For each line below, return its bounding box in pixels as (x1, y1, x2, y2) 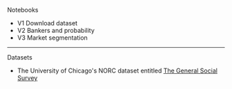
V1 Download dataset (17, 19, 78, 27)
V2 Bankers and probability (17, 27, 95, 34)
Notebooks (7, 6, 39, 14)
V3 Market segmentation (17, 34, 88, 42)
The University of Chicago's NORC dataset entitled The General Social (17, 66, 217, 75)
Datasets (7, 53, 32, 61)
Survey (17, 74, 38, 81)
